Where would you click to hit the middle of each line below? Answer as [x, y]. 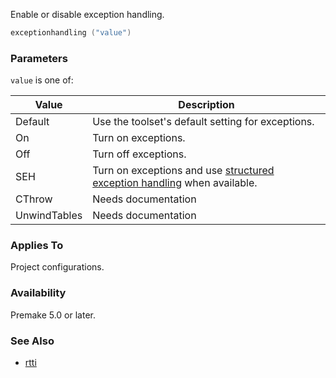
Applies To [37, 246]
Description [206, 105]
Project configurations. [57, 267]
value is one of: [42, 80]
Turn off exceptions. [139, 154]
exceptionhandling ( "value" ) [71, 33]
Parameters [39, 58]
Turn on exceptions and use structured [183, 171]
